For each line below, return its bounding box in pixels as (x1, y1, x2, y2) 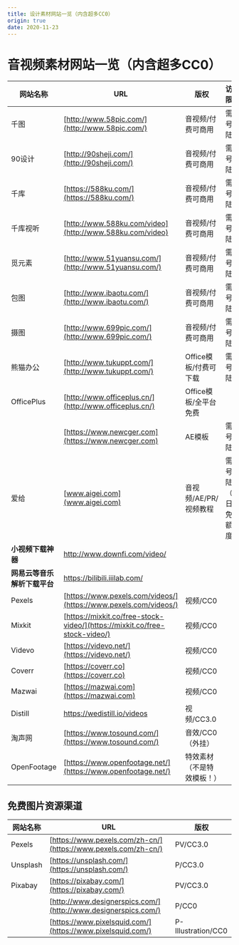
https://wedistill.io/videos (63, 708, 148, 718)
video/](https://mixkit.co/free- (63, 621, 166, 631)
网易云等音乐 (11, 568, 55, 578)
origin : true (7, 17, 46, 24)
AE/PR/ (194, 493, 219, 503)
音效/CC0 (184, 728, 218, 738)
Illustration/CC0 (174, 926, 228, 936)
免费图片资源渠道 (7, 800, 83, 812)
